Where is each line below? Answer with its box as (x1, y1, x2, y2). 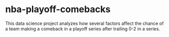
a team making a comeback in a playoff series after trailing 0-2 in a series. (5, 25, 160, 31)
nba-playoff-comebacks (5, 4, 111, 15)
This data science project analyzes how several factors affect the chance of (5, 20, 164, 26)
